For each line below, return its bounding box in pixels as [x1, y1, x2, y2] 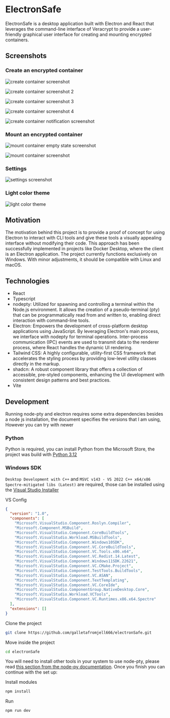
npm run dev [5, 708, 31, 713]
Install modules [5, 679, 37, 685]
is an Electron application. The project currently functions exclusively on [5, 251, 157, 257]
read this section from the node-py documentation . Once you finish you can [5, 664, 165, 670]
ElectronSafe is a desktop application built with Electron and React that [5, 20, 154, 27]
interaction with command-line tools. [12, 318, 90, 324]
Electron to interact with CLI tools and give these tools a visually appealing [5, 235, 162, 241]
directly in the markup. [12, 361, 60, 367]
